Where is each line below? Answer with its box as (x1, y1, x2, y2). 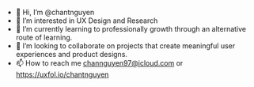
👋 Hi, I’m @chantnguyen (15, 8, 95, 17)
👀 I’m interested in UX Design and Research (15, 16, 158, 25)
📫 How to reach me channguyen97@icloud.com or (15, 59, 184, 67)
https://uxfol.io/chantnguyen (15, 70, 109, 79)
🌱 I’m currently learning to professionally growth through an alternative (15, 25, 247, 33)
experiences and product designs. (15, 50, 128, 59)
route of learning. (15, 32, 73, 42)
